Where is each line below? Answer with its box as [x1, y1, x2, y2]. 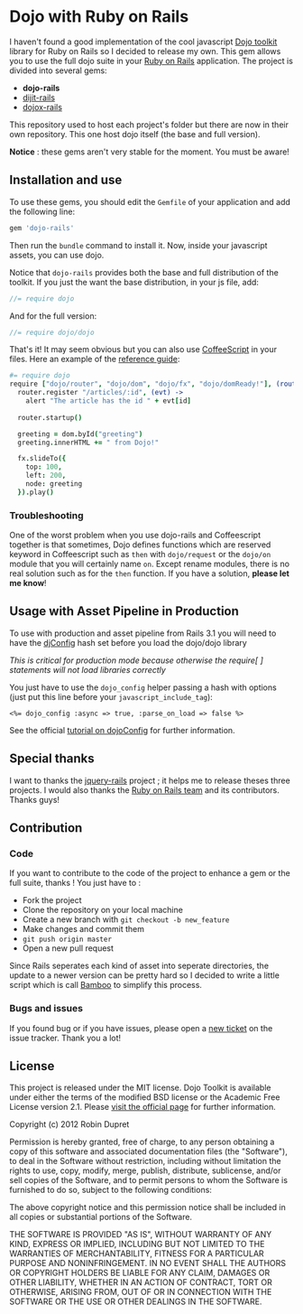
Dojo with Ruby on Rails [9, 6, 189, 27]
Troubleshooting [9, 508, 84, 521]
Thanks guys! [9, 794, 60, 805]
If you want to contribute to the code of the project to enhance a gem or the [9, 868, 290, 879]
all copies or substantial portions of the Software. [9, 1212, 192, 1223]
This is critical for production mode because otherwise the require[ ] [9, 655, 264, 666]
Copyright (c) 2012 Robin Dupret [9, 1119, 130, 1130]
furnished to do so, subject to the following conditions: [9, 1185, 212, 1196]
